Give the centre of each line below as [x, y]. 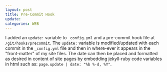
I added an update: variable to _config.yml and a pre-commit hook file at [80, 38]
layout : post [19, 10]
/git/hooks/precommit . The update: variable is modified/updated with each [82, 43]
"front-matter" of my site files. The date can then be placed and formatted [81, 54]
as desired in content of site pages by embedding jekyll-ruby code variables [84, 59]
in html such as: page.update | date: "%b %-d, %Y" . [58, 64]
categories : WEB [22, 24]
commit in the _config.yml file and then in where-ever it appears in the [78, 48]
